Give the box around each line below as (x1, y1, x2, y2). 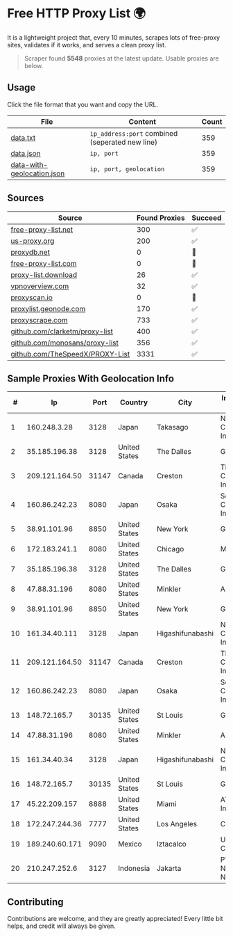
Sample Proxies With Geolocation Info (7, 372, 175, 384)
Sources (7, 192, 44, 204)
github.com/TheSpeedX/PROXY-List (10, 349, 130, 359)
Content (128, 116, 157, 126)
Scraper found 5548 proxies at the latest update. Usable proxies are (24, 54, 220, 63)
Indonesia (117, 864, 150, 874)
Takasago (156, 423, 189, 432)
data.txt (10, 133, 36, 143)
